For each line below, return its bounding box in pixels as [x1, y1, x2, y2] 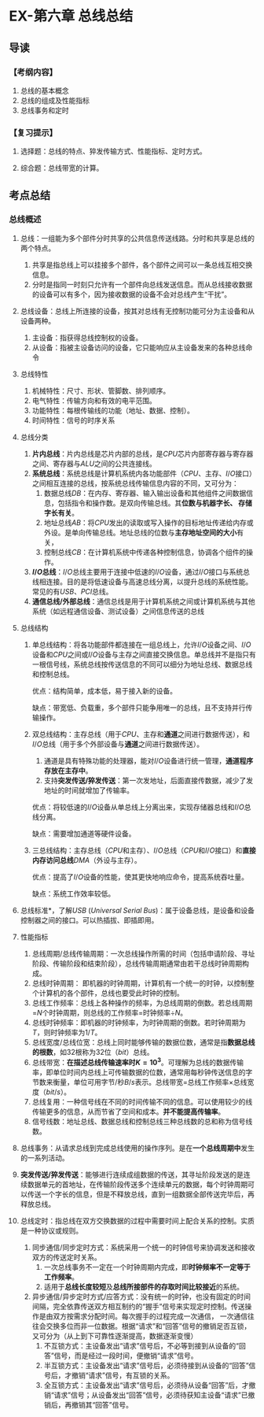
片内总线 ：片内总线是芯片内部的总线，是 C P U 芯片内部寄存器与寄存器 [31, 449, 254, 458]
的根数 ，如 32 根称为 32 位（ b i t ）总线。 [31, 1047, 154, 1056]
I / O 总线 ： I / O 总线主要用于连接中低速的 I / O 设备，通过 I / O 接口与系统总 [31, 567, 251, 576]
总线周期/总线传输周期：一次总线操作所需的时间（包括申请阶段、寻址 [31, 949, 255, 958]
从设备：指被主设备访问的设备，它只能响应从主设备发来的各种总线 [31, 342, 246, 352]
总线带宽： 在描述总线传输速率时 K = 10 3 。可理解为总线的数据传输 [31, 1056, 244, 1067]
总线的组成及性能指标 [20, 95, 90, 105]
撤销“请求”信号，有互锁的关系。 [71, 1371, 174, 1380]
